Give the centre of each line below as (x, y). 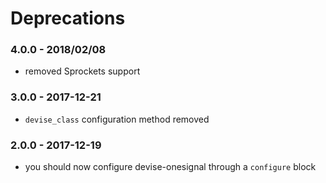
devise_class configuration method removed (117, 119)
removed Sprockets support (82, 71)
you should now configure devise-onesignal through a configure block (170, 167)
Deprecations (68, 18)
